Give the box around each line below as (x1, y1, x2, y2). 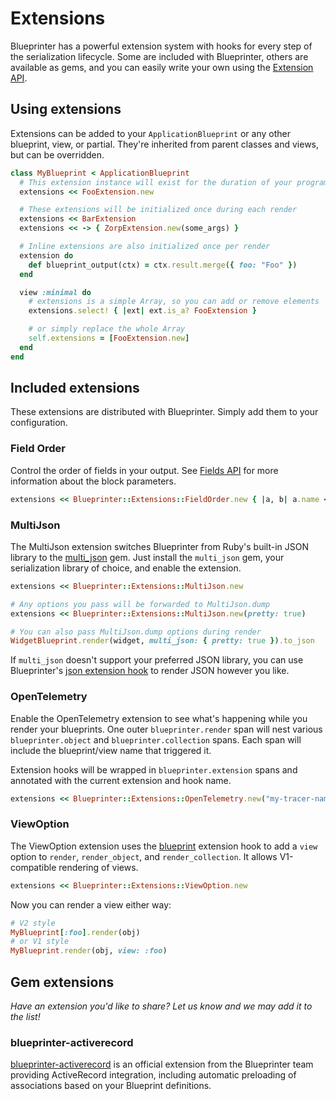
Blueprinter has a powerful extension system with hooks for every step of (10, 40, 313, 52)
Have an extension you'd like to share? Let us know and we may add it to (10, 1000, 313, 1012)
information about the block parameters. (10, 475, 177, 487)
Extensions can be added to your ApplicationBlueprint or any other (10, 127, 291, 139)
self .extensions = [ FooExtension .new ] (28, 333, 190, 343)
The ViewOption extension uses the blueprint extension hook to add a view (10, 840, 318, 852)
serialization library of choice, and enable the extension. (10, 562, 242, 574)
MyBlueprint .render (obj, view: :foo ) (10, 946, 168, 956)
